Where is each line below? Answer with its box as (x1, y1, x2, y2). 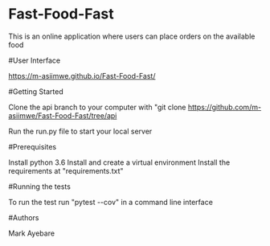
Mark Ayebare (8, 228, 55, 238)
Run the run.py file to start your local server (8, 126, 153, 136)
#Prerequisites (8, 141, 57, 151)
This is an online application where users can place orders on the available (8, 31, 256, 41)
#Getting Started (8, 86, 63, 96)
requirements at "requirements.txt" (8, 166, 124, 175)
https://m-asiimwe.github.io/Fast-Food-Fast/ (8, 71, 156, 80)
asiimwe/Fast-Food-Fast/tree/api (8, 110, 117, 121)
